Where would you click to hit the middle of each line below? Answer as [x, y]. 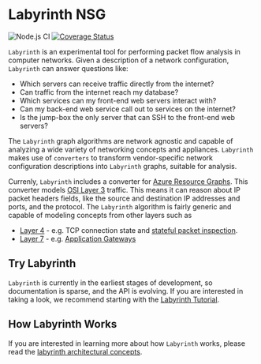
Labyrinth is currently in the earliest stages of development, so [110, 283]
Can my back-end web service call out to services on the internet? [128, 109]
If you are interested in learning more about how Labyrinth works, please [127, 343]
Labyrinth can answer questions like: [68, 68]
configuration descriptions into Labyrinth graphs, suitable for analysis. [123, 166]
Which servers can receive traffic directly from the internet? [117, 84]
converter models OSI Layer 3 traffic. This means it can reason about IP [124, 190]
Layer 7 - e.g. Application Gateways [78, 238]
